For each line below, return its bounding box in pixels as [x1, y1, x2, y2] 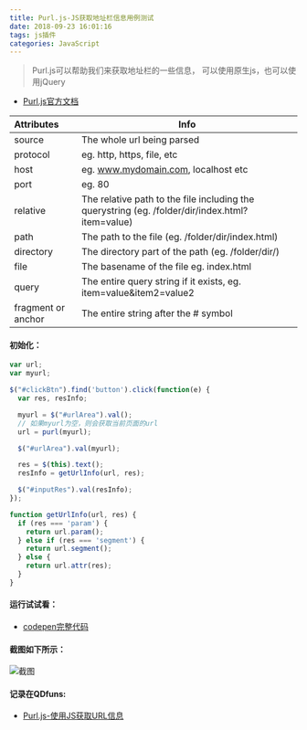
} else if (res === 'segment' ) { [17, 535, 145, 545]
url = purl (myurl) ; [17, 427, 92, 437]
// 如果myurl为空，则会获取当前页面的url [17, 418, 158, 428]
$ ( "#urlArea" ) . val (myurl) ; [17, 444, 121, 453]
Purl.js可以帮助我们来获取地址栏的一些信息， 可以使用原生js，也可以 [31, 65, 289, 76]
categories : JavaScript [9, 38, 101, 48]
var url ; [9, 360, 43, 370]
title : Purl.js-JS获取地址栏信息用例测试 [9, 13, 154, 23]
